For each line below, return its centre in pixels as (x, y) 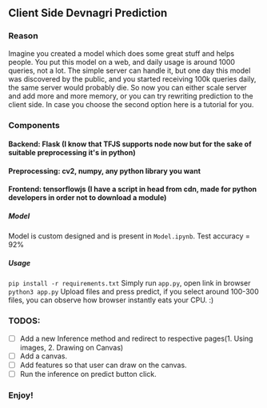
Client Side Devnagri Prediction (88, 13)
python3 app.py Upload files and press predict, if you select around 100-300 (133, 292)
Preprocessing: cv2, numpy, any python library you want (105, 170)
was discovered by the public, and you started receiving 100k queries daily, (132, 78)
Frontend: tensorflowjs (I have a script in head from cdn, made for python (133, 189)
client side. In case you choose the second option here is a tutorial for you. (131, 104)
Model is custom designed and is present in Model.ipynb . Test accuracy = (129, 236)
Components (34, 125)
